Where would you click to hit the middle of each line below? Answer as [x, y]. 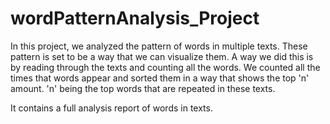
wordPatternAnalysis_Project [135, 18]
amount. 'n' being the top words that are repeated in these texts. [143, 88]
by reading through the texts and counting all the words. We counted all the [165, 67]
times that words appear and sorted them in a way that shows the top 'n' [160, 78]
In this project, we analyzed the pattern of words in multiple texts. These [159, 46]
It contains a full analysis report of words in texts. [111, 108]
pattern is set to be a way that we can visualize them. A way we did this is [162, 56]
